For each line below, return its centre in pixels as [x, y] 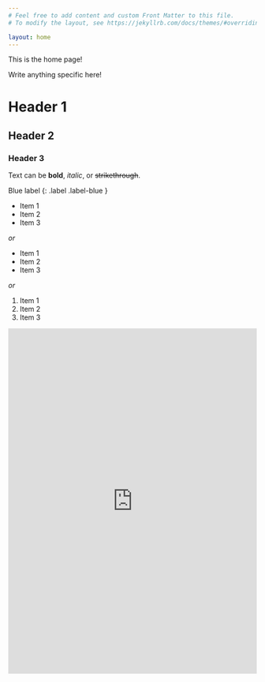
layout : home [30, 37]
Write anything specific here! [55, 75]
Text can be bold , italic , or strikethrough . [74, 175]
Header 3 [26, 158]
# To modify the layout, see [56, 23]
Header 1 [37, 107]
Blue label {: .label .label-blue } [58, 191]
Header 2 [32, 135]
